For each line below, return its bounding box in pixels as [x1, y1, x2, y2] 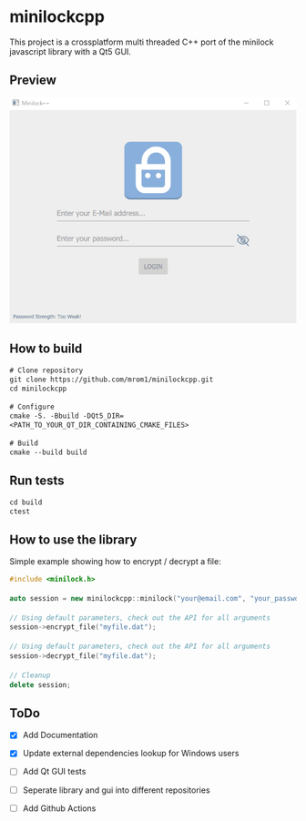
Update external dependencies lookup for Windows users [22, 748, 240, 759]
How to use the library [9, 532, 138, 547]
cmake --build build [9, 448, 88, 457]
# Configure [9, 402, 55, 411]
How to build [9, 340, 83, 356]
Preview [9, 73, 57, 88]
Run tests [9, 472, 65, 488]
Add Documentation [22, 730, 98, 741]
